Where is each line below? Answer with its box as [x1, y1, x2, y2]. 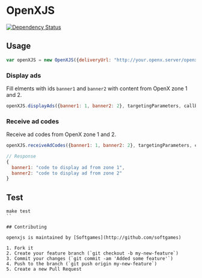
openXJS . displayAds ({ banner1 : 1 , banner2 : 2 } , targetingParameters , [6, 103, 182, 109]
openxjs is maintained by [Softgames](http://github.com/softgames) [6, 235, 182, 241]
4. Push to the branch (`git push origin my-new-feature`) [6, 261, 158, 267]
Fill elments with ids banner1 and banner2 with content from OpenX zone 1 [6, 85, 188, 92]
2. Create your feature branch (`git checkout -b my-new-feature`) [6, 250, 179, 256]
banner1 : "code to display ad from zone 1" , [11, 164, 125, 170]
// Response [6, 153, 36, 159]
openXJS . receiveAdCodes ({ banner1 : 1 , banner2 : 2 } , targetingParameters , [6, 143, 192, 149]
